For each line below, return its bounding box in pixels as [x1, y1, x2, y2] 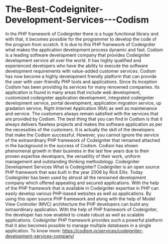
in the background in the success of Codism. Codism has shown [5, 142, 138, 148]
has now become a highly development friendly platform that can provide [5, 73, 157, 79]
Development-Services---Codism [5, 14, 149, 26]
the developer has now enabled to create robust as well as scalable [5, 211, 144, 217]
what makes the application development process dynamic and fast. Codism [5, 47, 163, 53]
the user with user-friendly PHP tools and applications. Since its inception [5, 79, 157, 85]
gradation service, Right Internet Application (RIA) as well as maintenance [5, 105, 157, 111]
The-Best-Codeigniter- [5, 4, 104, 15]
